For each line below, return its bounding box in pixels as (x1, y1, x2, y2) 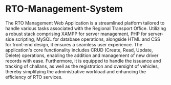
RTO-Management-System (5, 3, 123, 15)
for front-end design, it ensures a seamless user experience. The (5, 41, 142, 47)
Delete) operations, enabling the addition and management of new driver (5, 52, 159, 59)
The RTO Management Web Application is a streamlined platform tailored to (5, 20, 165, 26)
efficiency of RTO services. (5, 74, 63, 80)
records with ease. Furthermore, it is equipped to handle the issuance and (5, 58, 161, 64)
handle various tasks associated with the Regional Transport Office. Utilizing (5, 25, 166, 31)
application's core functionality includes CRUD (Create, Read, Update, (5, 47, 153, 53)
